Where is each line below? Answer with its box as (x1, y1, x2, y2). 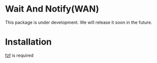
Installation (5, 36, 52, 47)
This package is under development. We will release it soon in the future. (5, 19, 153, 25)
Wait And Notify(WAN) (5, 3, 100, 15)
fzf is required (5, 52, 33, 58)
